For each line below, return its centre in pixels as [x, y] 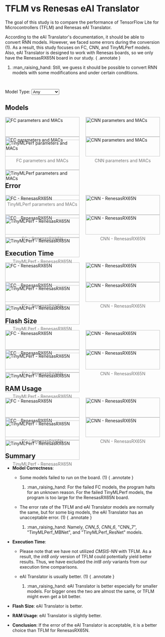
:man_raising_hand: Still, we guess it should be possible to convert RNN [84, 67]
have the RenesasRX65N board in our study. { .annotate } [63, 58]
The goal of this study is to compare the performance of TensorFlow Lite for [82, 22]
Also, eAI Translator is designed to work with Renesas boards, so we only [79, 53]
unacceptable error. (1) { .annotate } [56, 517]
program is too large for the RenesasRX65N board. [78, 497]
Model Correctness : [33, 468]
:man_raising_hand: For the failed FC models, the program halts [91, 487]
